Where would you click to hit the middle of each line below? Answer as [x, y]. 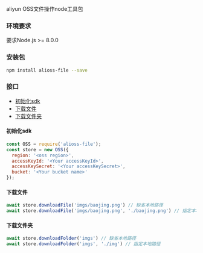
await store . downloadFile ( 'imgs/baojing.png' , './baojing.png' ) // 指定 [99, 211]
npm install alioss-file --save [47, 70]
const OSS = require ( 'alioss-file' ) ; [54, 144]
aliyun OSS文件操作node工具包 [45, 9]
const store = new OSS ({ [37, 149]
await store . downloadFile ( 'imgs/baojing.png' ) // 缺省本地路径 [85, 205]
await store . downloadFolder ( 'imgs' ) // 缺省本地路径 [71, 239]
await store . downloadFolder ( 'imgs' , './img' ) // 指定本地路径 [83, 244]
